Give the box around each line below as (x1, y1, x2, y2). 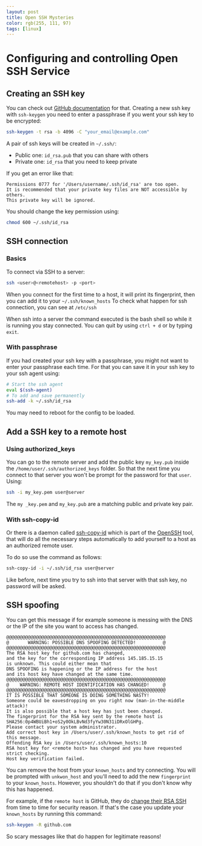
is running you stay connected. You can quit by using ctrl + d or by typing (6, 321, 193, 329)
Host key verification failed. (6, 755, 85, 761)
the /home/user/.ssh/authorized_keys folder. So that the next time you (6, 465, 181, 472)
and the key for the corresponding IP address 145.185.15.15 (6, 655, 163, 661)
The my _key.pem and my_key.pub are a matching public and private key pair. (6, 500, 194, 507)
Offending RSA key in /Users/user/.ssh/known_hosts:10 (6, 740, 147, 746)
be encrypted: (6, 117, 42, 124)
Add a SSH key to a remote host (6, 426, 127, 437)
